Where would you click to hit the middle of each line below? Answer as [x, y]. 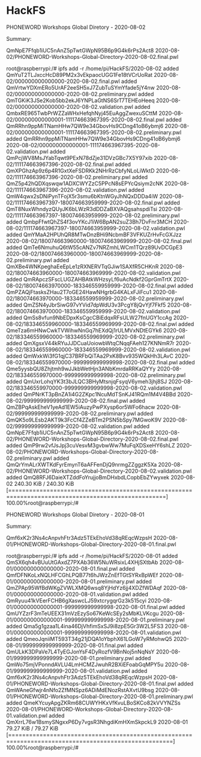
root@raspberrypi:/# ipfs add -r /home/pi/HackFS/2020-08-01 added [92, 556]
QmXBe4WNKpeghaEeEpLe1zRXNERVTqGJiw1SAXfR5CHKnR [82, 266]
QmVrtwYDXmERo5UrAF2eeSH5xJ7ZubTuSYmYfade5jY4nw [80, 87]
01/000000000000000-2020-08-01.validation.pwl [69, 594]
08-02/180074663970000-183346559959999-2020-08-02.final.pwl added [100, 286]
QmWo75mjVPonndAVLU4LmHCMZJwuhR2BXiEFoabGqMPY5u [85, 664]
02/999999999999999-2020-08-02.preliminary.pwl [71, 413]
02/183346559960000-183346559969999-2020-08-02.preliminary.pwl [95, 337]
